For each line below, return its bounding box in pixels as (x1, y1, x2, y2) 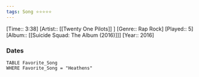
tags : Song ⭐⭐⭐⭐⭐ (6, 8, 52, 15)
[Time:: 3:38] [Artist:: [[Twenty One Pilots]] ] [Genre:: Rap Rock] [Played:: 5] (6, 25, 194, 32)
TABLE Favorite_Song (6, 60, 58, 66)
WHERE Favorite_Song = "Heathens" (6, 65, 93, 71)
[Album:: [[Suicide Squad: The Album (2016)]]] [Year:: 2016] (6, 31, 155, 39)
